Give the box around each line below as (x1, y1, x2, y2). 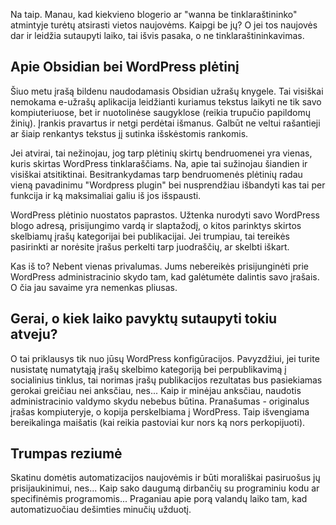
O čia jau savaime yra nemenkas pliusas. (10, 281, 178, 293)
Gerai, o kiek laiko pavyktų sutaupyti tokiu (10, 310, 278, 328)
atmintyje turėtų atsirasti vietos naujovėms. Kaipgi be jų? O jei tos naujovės (10, 19, 318, 31)
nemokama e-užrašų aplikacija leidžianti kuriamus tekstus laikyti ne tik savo (10, 95, 322, 108)
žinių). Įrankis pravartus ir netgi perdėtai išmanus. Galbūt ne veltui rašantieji (10, 117, 321, 129)
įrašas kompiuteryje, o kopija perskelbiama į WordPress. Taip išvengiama (10, 405, 310, 418)
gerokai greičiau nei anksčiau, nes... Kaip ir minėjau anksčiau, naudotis (10, 384, 302, 396)
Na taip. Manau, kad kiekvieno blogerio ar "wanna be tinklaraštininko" (10, 9, 298, 20)
